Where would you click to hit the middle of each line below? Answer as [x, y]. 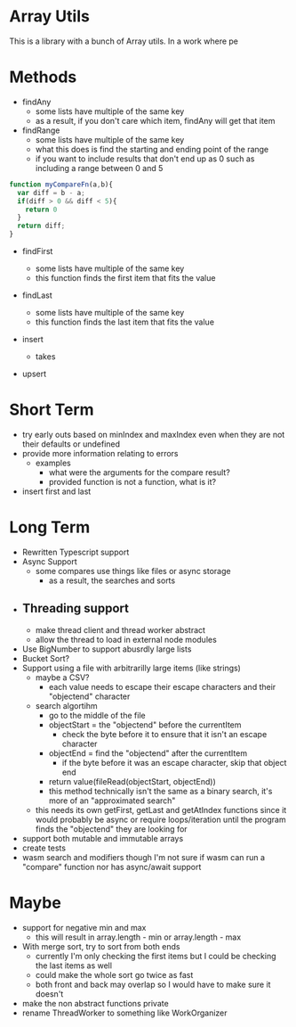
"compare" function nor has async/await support [112, 867]
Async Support [49, 561]
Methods [43, 77]
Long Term [50, 527]
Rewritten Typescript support [76, 552]
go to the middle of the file [97, 715]
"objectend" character [89, 696]
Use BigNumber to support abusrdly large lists [107, 649]
